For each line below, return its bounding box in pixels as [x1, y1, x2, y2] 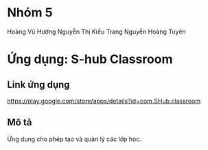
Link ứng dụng [7, 79, 70, 90]
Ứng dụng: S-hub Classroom [7, 51, 173, 67]
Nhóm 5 [7, 5, 53, 21]
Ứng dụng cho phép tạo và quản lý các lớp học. [7, 135, 142, 143]
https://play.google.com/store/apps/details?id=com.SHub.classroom [7, 97, 201, 105]
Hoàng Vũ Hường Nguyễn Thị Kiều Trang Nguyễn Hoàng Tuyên [7, 27, 187, 36]
